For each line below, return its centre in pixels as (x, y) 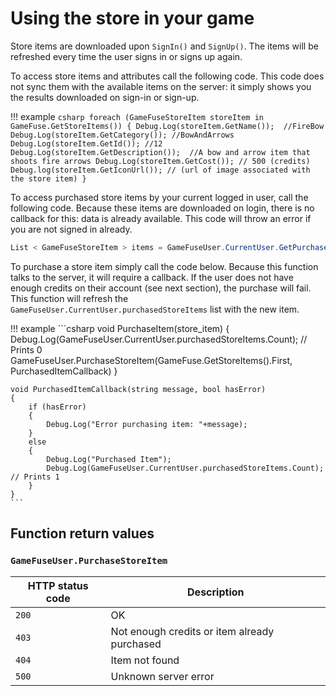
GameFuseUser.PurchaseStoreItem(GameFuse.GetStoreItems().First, (151, 360)
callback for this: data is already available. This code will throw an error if (161, 218)
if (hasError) (57, 407)
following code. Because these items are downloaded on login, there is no (162, 208)
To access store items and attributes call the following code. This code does (167, 76)
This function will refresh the (69, 298)
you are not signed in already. (71, 229)
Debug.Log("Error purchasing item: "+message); (147, 424)
